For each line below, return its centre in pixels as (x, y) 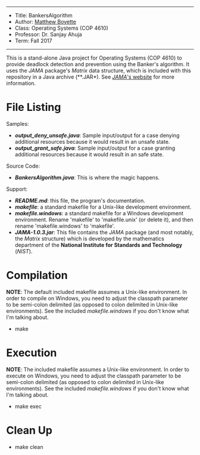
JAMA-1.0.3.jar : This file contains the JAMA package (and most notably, (104, 232)
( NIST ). (24, 251)
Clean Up (29, 431)
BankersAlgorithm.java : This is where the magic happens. (87, 177)
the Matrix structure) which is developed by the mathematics (90, 239)
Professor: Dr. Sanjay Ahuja (48, 34)
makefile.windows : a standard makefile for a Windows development (99, 213)
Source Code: (23, 166)
